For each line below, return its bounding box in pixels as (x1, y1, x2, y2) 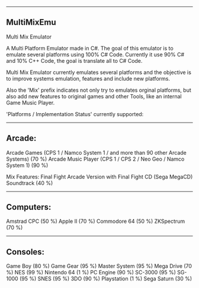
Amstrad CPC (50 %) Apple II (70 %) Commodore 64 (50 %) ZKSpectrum (6, 217, 185, 225)
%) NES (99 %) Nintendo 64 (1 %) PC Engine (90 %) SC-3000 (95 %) (6, 269, 176, 276)
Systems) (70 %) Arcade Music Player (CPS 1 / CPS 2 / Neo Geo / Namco (6, 155, 185, 162)
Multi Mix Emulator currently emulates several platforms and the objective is (6, 69, 191, 76)
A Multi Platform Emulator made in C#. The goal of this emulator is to (6, 44, 174, 52)
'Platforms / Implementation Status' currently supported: (6, 110, 144, 117)
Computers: (6, 202, 52, 212)
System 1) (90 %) (6, 161, 49, 169)
